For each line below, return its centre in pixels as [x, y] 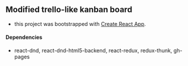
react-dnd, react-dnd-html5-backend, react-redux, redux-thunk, [93, 51]
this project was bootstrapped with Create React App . [80, 24]
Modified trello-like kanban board [69, 10]
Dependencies [24, 37]
